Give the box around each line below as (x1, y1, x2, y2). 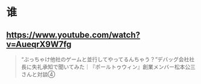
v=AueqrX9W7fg (6, 39, 72, 49)
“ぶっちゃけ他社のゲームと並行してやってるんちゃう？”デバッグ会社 (21, 56, 190, 63)
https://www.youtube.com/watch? (6, 29, 141, 40)
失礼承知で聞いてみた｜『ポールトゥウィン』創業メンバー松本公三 (31, 64, 196, 70)
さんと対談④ (21, 71, 56, 78)
